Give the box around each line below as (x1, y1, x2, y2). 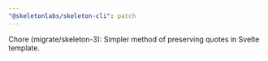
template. (8, 42, 41, 53)
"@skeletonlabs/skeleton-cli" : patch (8, 11, 136, 20)
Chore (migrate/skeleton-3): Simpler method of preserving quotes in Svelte (8, 34, 260, 44)
